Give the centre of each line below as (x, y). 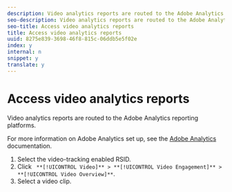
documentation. (30, 146)
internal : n (24, 52)
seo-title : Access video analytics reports (71, 26)
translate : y (26, 65)
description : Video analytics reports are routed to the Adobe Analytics (116, 13)
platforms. (22, 125)
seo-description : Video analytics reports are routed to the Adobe (106, 20)
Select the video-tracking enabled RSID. (74, 159)
